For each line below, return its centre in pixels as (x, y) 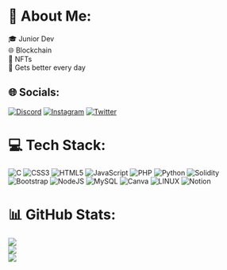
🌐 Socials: (34, 93)
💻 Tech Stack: (57, 145)
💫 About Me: (50, 16)
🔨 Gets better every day (47, 67)
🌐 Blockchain (30, 50)
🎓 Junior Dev (31, 38)
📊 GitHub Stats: (62, 214)
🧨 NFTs (20, 59)
